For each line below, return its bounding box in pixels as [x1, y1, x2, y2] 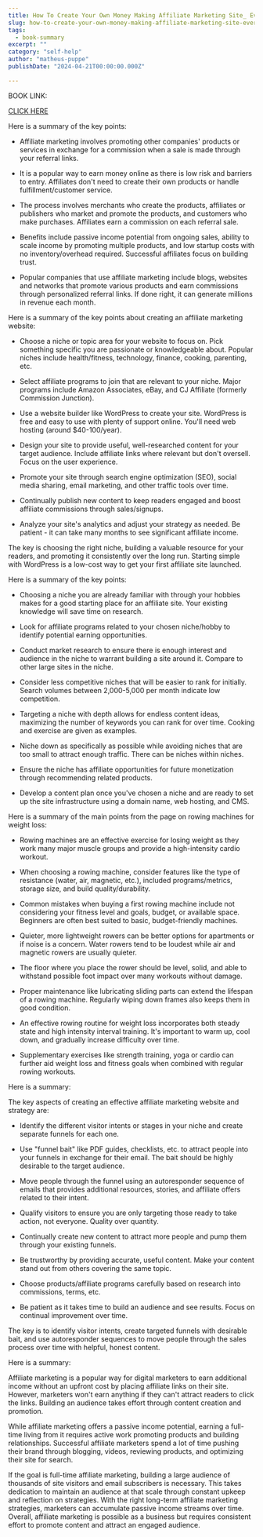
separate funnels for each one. [19, 1129, 120, 1138]
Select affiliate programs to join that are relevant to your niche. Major [19, 376, 241, 385]
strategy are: [8, 1105, 49, 1115]
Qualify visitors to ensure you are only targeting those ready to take [19, 1208, 237, 1218]
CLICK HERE [8, 106, 49, 115]
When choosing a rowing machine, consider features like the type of [19, 867, 240, 876]
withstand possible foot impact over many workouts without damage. [19, 971, 243, 980]
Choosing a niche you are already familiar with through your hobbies [19, 590, 241, 599]
